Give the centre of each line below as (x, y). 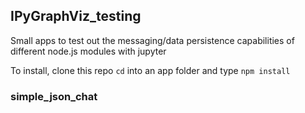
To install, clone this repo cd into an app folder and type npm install (150, 70)
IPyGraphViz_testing (76, 16)
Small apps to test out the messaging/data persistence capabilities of (152, 40)
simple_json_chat (54, 96)
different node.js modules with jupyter (88, 51)
